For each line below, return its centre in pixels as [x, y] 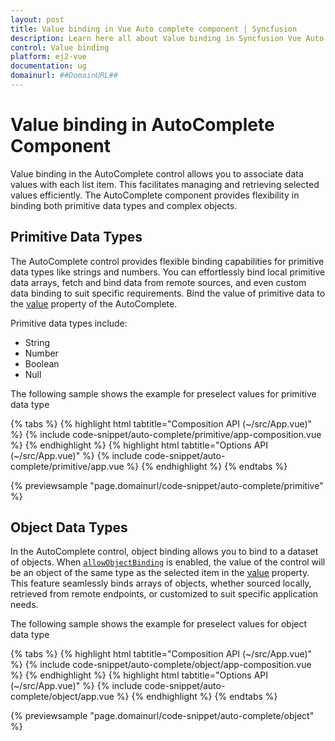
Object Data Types [69, 527]
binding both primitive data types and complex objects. [124, 205]
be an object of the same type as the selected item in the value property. [160, 573]
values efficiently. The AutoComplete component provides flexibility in [155, 195]
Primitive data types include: [69, 323]
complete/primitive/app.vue [67, 466]
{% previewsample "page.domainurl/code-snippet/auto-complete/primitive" [167, 485]
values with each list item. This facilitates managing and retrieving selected [165, 184]
